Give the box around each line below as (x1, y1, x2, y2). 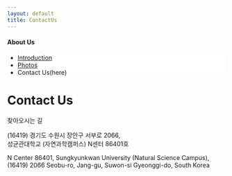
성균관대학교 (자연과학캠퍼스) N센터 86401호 (7, 139, 129, 148)
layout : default (7, 10, 54, 17)
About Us (7, 38, 35, 46)
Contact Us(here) (17, 68, 67, 76)
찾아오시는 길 (7, 116, 43, 125)
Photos (17, 60, 38, 69)
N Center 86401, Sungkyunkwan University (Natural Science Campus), (7, 153, 210, 161)
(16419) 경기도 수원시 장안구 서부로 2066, (7, 131, 121, 139)
